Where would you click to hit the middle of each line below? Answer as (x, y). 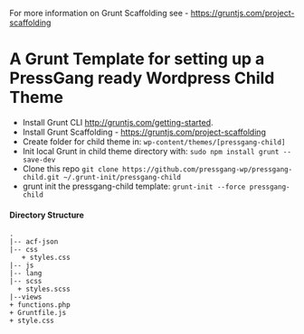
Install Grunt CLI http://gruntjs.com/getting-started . (118, 122)
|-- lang (26, 274)
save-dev (39, 160)
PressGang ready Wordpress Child (142, 78)
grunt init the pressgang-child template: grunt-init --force (134, 186)
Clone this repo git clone (71, 168)
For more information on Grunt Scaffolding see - (99, 13)
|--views (26, 297)
